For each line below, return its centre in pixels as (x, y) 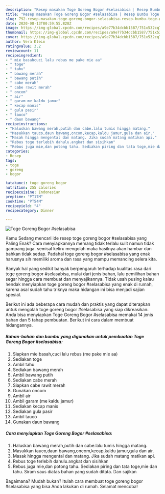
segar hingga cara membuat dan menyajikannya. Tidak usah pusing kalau (80, 279)
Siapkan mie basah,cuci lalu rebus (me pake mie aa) (65, 354)
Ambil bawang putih (33, 375)
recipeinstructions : (27, 124)
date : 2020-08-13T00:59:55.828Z (38, 23)
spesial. (13, 295)
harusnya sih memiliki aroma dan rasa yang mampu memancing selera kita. (81, 259)
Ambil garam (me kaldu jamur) (43, 401)
